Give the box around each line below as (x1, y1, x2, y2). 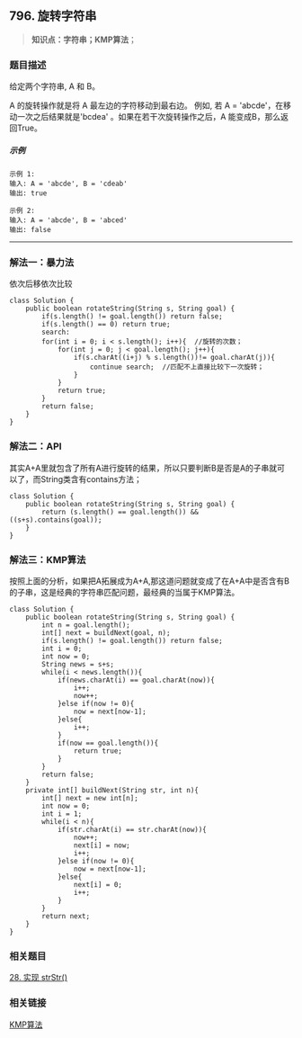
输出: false (9, 226, 51, 235)
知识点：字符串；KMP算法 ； (31, 34, 137, 45)
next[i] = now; (73, 840, 130, 850)
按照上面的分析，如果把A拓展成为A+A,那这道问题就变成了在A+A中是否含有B (9, 575, 290, 586)
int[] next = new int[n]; (41, 793, 139, 802)
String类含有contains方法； (40, 473, 142, 484)
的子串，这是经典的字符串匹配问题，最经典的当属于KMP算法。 (9, 586, 240, 597)
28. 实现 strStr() (9, 972, 68, 983)
